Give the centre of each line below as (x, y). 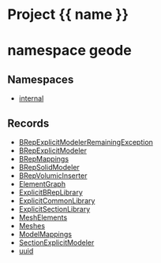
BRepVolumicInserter (53, 176)
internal (31, 98)
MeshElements (43, 217)
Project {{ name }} (68, 15)
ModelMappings (45, 234)
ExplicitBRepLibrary (51, 192)
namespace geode (69, 51)
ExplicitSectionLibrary (54, 209)
